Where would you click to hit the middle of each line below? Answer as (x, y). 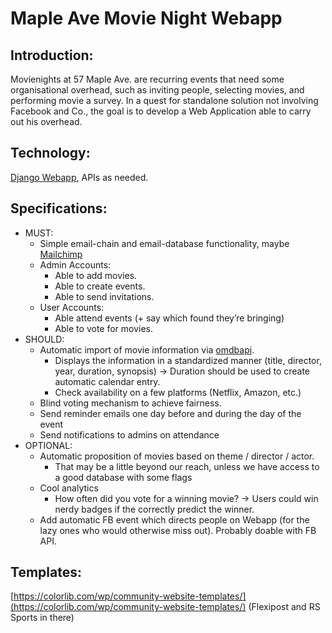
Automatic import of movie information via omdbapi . (147, 349)
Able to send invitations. (104, 296)
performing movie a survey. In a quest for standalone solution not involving (164, 100)
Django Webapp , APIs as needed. (79, 177)
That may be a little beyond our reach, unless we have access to (187, 466)
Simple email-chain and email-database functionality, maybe (164, 243)
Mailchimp (61, 254)
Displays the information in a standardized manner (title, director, (188, 360)
